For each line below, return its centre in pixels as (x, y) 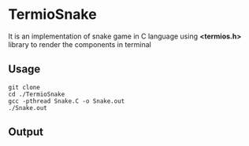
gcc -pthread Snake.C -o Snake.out (67, 101)
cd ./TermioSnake (37, 94)
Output (26, 132)
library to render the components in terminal (80, 44)
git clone (24, 87)
